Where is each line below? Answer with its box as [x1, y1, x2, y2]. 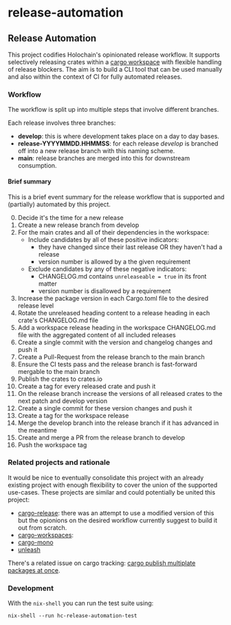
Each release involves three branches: [8, 119, 116, 127]
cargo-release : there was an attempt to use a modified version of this [17, 508, 214, 517]
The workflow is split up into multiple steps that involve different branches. [8, 106, 219, 114]
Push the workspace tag [17, 440, 87, 449]
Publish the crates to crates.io [17, 375, 102, 383]
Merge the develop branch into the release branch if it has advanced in [17, 419, 219, 427]
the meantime [17, 426, 57, 434]
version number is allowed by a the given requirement [38, 257, 191, 266]
